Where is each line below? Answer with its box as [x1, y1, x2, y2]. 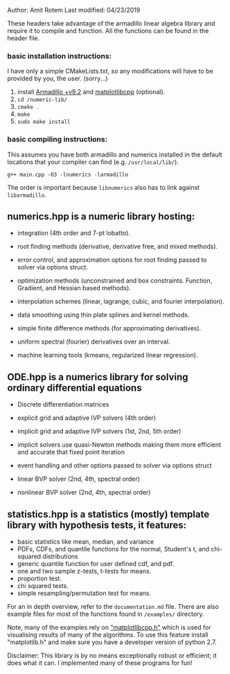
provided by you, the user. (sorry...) [7, 74, 109, 82]
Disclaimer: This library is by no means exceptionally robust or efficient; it [7, 651, 217, 660]
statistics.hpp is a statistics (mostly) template [7, 508, 210, 520]
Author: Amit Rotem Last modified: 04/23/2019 [7, 6, 141, 14]
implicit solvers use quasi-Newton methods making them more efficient [17, 441, 222, 449]
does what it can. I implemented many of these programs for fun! [7, 659, 193, 667]
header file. [7, 34, 40, 42]
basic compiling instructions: [7, 134, 108, 144]
